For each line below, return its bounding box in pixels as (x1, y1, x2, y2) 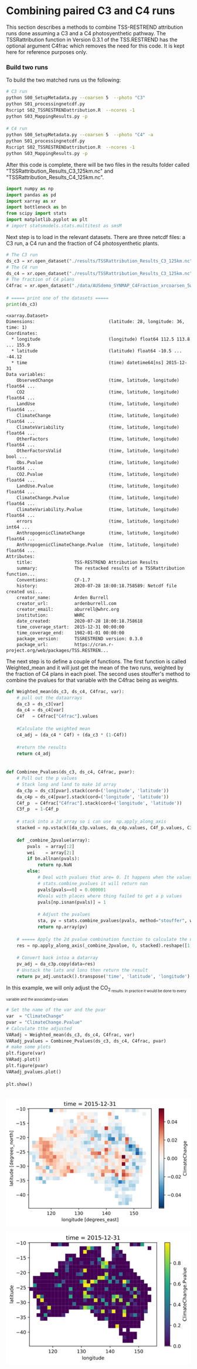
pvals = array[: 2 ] (27, 843, 75, 849)
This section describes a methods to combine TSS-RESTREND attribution (6, 23, 184, 31)
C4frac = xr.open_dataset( (6, 283, 72, 289)
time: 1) (6, 324, 28, 330)
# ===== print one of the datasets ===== (6, 295, 109, 301)
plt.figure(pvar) (6, 1063, 49, 1069)
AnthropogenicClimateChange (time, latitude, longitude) (16, 530, 180, 536)
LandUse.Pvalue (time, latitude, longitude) (16, 483, 180, 489)
